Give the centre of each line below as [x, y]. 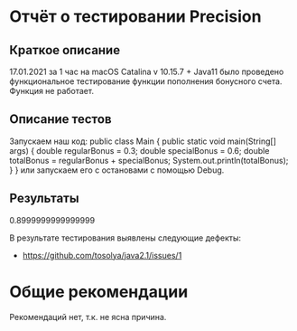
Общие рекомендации [99, 292]
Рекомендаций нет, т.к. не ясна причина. [88, 317]
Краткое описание [65, 50]
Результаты [44, 199]
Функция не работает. [52, 91]
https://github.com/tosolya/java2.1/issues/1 [102, 255]
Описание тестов [60, 119]
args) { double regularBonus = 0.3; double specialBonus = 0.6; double [139, 150]
